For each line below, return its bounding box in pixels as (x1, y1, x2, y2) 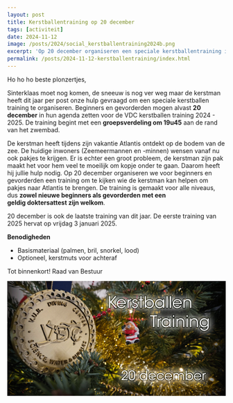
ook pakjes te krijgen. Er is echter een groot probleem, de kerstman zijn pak (7, 154, 224, 162)
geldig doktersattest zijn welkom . (7, 198, 105, 207)
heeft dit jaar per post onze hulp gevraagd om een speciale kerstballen (7, 96, 209, 104)
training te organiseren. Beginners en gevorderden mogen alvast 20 (7, 103, 201, 111)
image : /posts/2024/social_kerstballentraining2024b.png (7, 40, 175, 48)
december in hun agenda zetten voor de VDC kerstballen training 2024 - (7, 111, 216, 119)
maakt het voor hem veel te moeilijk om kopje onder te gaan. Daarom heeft (7, 161, 221, 170)
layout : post (7, 11, 45, 18)
